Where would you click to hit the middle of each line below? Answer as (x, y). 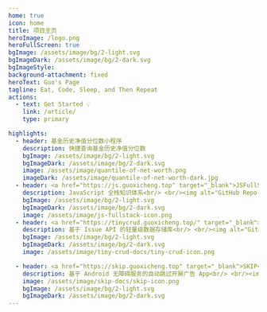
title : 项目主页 (33, 30)
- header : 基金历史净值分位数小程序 (69, 141)
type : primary (46, 119)
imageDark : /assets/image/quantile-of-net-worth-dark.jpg (120, 178)
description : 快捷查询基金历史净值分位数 (84, 148)
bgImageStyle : (32, 68)
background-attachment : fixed (58, 75)
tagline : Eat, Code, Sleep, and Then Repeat (83, 90)
